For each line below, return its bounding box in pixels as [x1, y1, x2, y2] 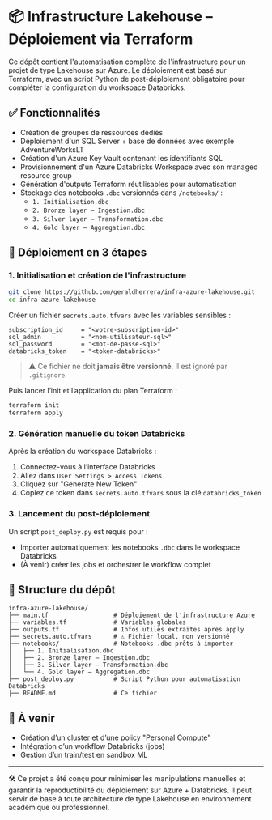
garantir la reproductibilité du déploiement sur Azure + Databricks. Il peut [8, 785, 253, 795]
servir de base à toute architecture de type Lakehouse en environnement [8, 794, 252, 804]
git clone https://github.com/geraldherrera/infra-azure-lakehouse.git [8, 288, 255, 296]
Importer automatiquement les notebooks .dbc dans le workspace [19, 542, 240, 552]
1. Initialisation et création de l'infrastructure [8, 270, 187, 281]
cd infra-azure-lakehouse [8, 295, 96, 304]
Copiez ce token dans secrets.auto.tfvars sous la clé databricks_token [19, 488, 261, 498]
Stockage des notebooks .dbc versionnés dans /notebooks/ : [19, 188, 223, 198]
